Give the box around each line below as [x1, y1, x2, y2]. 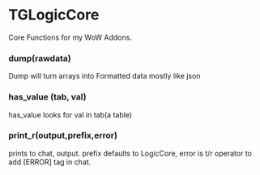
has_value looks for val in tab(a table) [8, 109, 132, 119]
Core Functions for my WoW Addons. [8, 32, 132, 42]
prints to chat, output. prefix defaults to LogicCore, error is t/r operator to [8, 148, 253, 158]
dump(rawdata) [8, 53, 71, 64]
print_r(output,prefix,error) [8, 130, 117, 141]
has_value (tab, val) [8, 92, 87, 103]
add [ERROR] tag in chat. [8, 156, 92, 167]
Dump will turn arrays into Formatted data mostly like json [8, 71, 201, 81]
